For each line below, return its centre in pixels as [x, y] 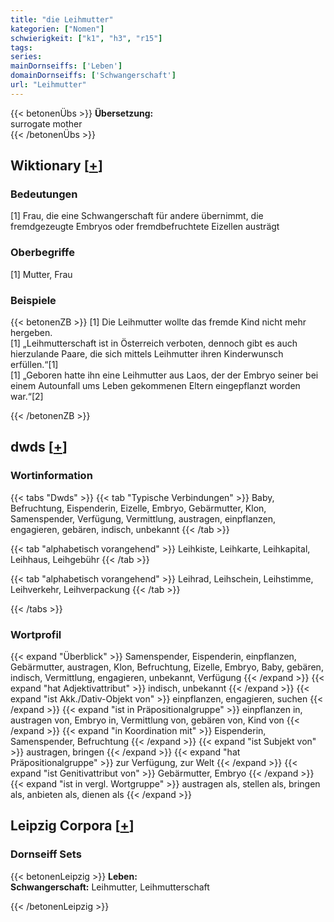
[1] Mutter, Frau [41, 274]
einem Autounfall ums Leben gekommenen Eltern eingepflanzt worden [155, 386]
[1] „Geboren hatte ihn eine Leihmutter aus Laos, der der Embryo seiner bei [164, 375]
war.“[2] [27, 397]
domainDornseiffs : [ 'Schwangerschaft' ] [93, 76]
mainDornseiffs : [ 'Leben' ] [66, 66]
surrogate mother [46, 123]
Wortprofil [36, 634]
